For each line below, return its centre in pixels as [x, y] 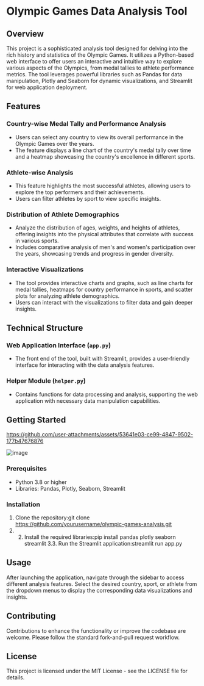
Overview [25, 34]
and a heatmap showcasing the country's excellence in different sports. [105, 156]
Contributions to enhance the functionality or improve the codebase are [96, 630]
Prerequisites [26, 469]
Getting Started [36, 420]
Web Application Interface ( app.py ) [59, 345]
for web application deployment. [47, 87]
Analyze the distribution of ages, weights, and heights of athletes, [97, 228]
